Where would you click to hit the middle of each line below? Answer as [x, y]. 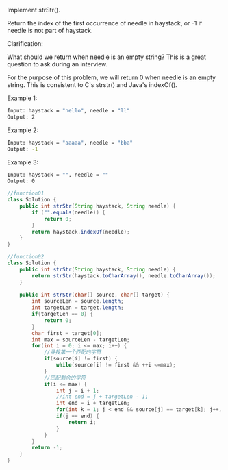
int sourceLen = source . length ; [78, 301]
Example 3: [23, 162]
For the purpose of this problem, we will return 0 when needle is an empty [112, 77]
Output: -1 [23, 149]
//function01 [26, 194]
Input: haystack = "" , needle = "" [58, 175]
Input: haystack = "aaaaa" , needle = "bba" [70, 143]
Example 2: [23, 130]
